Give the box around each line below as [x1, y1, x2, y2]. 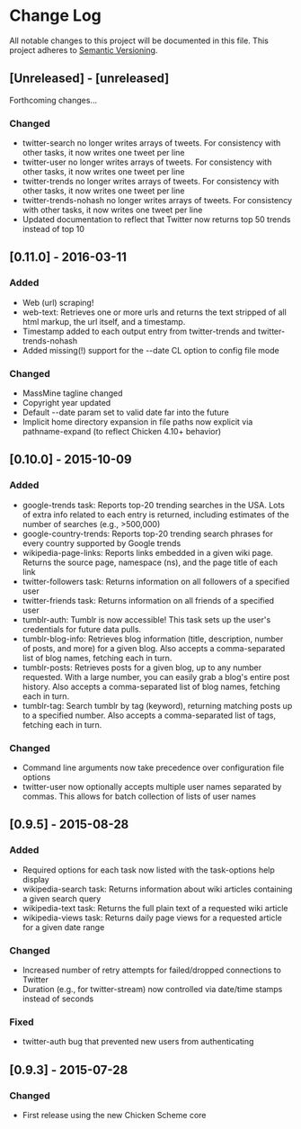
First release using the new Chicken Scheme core [22, 1109, 207, 1120]
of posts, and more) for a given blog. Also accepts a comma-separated [22, 642, 286, 653]
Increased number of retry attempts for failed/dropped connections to [22, 964, 281, 975]
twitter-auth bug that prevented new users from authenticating [22, 1036, 254, 1047]
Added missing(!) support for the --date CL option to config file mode [22, 345, 280, 355]
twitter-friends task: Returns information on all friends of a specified [22, 595, 275, 605]
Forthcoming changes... [9, 94, 97, 105]
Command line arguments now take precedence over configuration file [22, 762, 285, 774]
